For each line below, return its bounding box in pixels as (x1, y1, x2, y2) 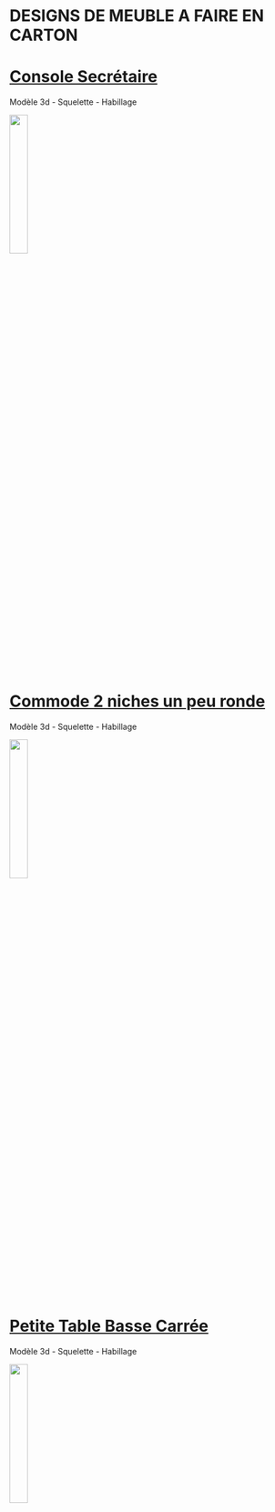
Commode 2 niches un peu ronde (9, 691, 266, 712)
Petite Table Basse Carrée (9, 1316, 209, 1336)
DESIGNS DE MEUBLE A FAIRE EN (9, 5, 264, 26)
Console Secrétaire (9, 66, 158, 87)
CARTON (9, 25, 78, 46)
